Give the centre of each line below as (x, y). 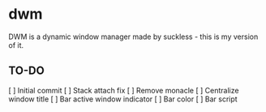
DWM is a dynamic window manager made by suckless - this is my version (133, 37)
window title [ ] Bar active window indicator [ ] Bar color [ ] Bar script (123, 99)
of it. (16, 45)
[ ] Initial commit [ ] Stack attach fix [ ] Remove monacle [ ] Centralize (124, 90)
